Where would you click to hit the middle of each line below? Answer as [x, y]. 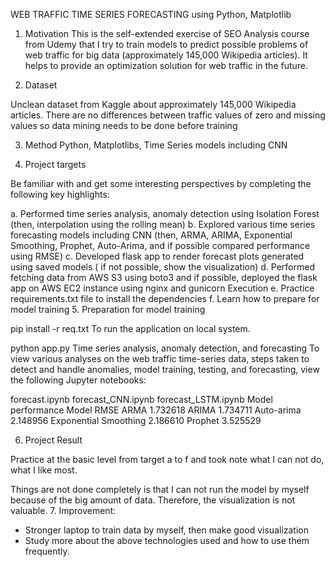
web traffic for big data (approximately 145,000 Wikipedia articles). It [166, 55]
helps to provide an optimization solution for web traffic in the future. [166, 65]
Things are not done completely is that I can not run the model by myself [160, 489]
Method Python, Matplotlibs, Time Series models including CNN [156, 145]
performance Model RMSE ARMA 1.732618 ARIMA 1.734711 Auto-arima [156, 410]
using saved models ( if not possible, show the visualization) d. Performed [162, 267]
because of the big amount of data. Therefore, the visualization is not [153, 500]
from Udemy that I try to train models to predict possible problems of [166, 44]
